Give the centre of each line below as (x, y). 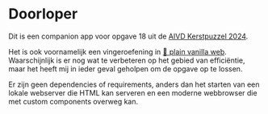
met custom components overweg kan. (73, 101)
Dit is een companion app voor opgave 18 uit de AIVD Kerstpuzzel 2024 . (128, 36)
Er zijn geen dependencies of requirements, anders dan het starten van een (134, 84)
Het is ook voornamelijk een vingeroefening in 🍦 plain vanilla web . (118, 51)
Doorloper (43, 14)
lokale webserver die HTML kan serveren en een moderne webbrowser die (133, 92)
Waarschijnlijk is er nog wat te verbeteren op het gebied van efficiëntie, (127, 60)
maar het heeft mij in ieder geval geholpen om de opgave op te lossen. (126, 68)
